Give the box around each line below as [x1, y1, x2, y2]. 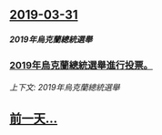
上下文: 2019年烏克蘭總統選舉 [9, 81, 120, 92]
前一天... [9, 111, 58, 127]
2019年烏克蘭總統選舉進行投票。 [9, 59, 153, 72]
